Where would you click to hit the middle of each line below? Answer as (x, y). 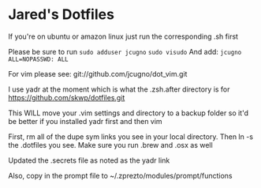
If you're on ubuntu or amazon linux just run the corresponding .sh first (123, 36)
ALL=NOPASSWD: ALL (38, 59)
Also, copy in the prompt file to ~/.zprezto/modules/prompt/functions (120, 175)
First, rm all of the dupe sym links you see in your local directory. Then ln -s (131, 137)
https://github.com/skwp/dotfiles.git (67, 97)
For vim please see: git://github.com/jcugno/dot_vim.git (98, 73)
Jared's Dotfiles (61, 15)
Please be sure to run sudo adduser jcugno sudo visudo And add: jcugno (125, 51)
